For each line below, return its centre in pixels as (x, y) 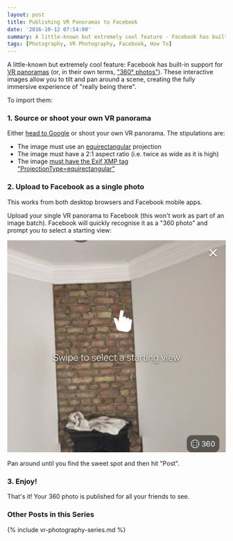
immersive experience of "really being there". (72, 87)
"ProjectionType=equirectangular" (66, 169)
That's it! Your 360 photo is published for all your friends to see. (98, 497)
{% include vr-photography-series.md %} (67, 530)
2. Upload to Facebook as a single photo (76, 187)
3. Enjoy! (22, 481)
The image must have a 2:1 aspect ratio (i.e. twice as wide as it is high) (118, 154)
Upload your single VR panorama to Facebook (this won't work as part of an (116, 215)
